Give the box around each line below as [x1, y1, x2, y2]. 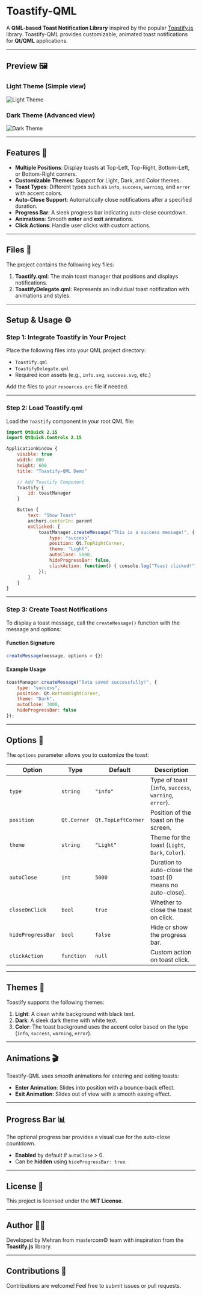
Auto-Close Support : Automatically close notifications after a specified [14, 196, 192, 203]
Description [154, 765, 189, 774]
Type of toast [150, 776, 188, 784]
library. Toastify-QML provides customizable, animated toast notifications [6, 30, 188, 37]
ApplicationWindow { [6, 446, 58, 452]
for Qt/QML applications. [6, 37, 68, 44]
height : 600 [17, 462, 47, 469]
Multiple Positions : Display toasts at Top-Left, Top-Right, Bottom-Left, [14, 164, 190, 171]
